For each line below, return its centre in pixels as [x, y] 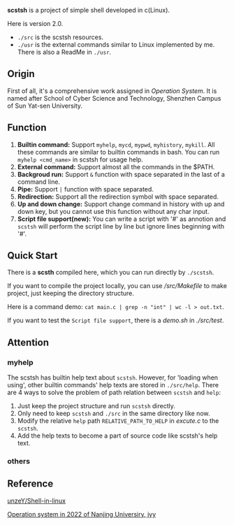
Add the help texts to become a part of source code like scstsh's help [117, 436]
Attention [28, 342]
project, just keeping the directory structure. [71, 294]
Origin [21, 74]
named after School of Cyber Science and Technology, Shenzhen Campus [114, 98]
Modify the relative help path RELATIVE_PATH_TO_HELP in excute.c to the [118, 421]
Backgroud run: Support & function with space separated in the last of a [121, 174]
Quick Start [32, 256]
